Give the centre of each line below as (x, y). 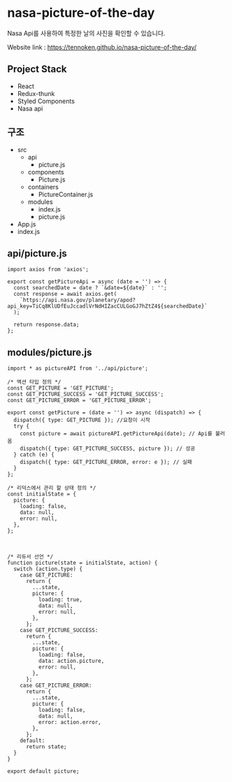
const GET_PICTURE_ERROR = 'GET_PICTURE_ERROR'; (79, 401)
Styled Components (46, 101)
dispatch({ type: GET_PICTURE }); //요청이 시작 (82, 420)
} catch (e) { (34, 455)
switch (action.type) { (48, 569)
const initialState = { (42, 494)
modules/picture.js (50, 352)
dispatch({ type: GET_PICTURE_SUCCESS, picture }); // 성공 (108, 449)
